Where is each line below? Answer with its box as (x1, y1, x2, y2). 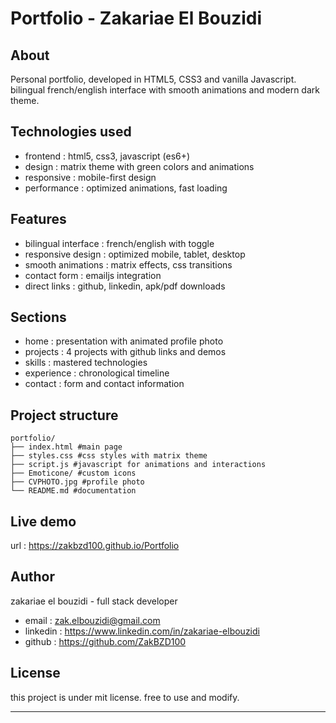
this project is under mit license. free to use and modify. (10, 691, 240, 703)
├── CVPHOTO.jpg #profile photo (10, 477, 145, 487)
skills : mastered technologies (24, 357, 148, 369)
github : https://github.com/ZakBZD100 (24, 635, 187, 647)
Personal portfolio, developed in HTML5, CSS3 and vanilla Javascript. (10, 73, 297, 85)
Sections (10, 309, 67, 326)
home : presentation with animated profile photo (24, 335, 224, 347)
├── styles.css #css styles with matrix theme (10, 451, 208, 461)
